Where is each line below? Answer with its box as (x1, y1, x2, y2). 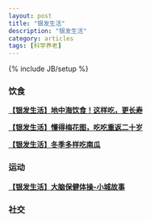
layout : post (8, 11, 52, 20)
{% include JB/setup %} (8, 64, 89, 73)
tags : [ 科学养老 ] (8, 42, 62, 50)
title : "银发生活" (8, 19, 66, 27)
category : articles (8, 34, 74, 43)
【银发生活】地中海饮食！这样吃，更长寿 (8, 106, 143, 115)
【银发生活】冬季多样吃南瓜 (8, 140, 101, 149)
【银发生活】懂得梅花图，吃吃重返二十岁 (8, 123, 143, 132)
